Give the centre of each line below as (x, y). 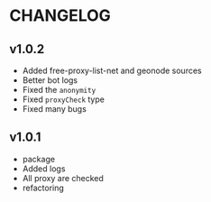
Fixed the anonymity (59, 90)
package (39, 159)
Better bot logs (50, 80)
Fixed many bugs (55, 109)
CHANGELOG (60, 16)
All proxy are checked (63, 178)
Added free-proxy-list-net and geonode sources (112, 70)
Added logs (44, 169)
